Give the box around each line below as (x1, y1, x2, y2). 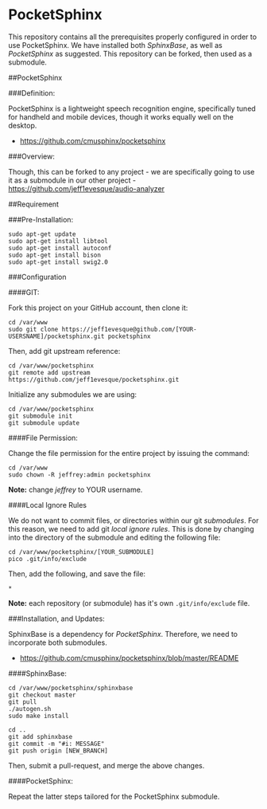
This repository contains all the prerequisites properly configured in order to (8, 32, 257, 41)
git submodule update (8, 418, 80, 427)
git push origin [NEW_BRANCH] (8, 747, 109, 755)
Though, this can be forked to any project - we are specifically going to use (8, 167, 255, 176)
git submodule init (8, 412, 73, 420)
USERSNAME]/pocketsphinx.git (8, 332, 105, 340)
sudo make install (8, 712, 69, 720)
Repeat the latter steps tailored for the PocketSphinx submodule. (8, 791, 220, 801)
